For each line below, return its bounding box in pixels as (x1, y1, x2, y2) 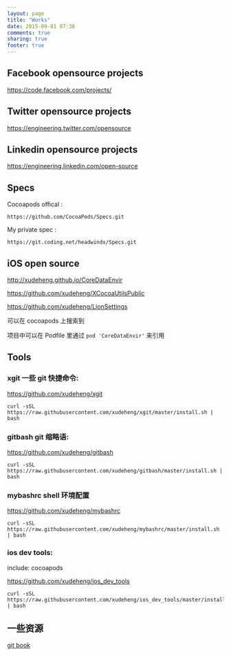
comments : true (7, 29, 51, 36)
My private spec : (7, 226, 57, 234)
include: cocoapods (7, 563, 63, 571)
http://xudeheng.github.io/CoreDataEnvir (7, 276, 122, 284)
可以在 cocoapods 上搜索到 (7, 317, 85, 325)
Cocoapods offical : (7, 200, 63, 208)
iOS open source (7, 257, 80, 269)
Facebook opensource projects (7, 67, 144, 79)
